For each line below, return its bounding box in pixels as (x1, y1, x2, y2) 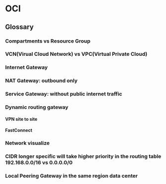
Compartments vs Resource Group (5, 38, 91, 45)
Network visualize (5, 139, 50, 146)
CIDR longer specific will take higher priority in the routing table (5, 153, 162, 160)
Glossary (5, 23, 34, 31)
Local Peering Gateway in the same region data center (5, 173, 138, 180)
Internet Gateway (5, 64, 48, 71)
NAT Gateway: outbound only (5, 77, 78, 84)
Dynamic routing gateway (5, 104, 68, 111)
